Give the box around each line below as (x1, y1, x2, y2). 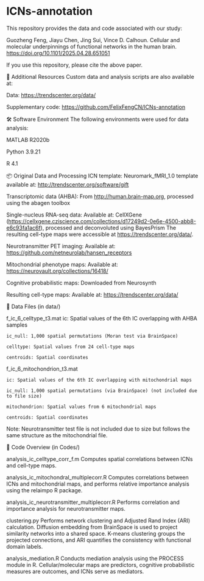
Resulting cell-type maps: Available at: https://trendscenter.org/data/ (6, 290, 178, 298)
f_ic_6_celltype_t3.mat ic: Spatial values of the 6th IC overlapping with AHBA (6, 314, 198, 322)
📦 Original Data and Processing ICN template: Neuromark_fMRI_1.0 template (6, 172, 199, 179)
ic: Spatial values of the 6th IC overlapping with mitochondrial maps (6, 377, 192, 383)
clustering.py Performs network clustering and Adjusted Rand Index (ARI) (6, 517, 191, 524)
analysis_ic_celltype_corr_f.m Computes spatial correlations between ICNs (6, 455, 193, 462)
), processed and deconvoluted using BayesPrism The (40, 224, 177, 231)
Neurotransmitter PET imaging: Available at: (6, 242, 116, 250)
